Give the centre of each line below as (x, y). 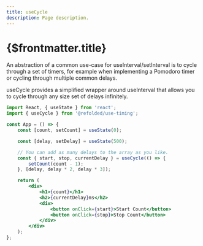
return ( (29, 181)
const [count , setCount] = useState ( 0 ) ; (70, 130)
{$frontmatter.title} (56, 48)
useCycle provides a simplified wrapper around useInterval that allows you (101, 90)
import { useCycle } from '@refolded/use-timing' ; (72, 113)
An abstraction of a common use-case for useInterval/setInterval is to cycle (102, 65)
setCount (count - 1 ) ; (56, 164)
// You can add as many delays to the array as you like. (93, 152)
